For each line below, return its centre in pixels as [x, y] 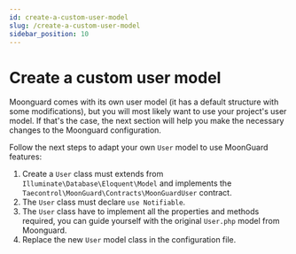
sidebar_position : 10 [49, 34]
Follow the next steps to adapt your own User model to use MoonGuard [139, 148]
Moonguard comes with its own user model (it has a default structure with [144, 102]
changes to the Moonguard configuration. [86, 130]
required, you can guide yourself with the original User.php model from [151, 221]
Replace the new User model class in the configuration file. [129, 240]
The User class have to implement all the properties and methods [140, 212]
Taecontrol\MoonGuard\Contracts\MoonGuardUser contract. [127, 193]
